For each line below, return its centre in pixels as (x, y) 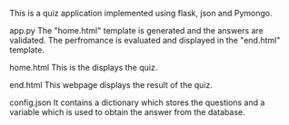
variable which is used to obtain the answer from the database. (127, 112)
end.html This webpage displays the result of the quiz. (111, 85)
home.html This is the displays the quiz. (84, 67)
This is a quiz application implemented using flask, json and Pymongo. (141, 13)
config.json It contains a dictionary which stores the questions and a (137, 102)
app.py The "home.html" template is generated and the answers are (136, 30)
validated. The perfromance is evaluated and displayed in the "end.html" (145, 40)
